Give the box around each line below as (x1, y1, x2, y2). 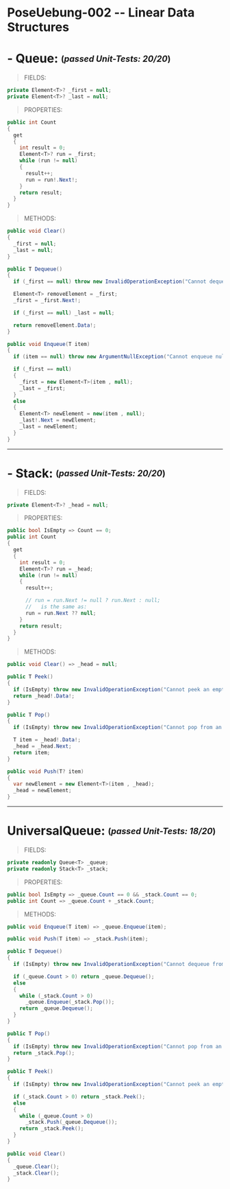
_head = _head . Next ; (13, 743, 72, 750)
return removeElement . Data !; (13, 321, 97, 329)
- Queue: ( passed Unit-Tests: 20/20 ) (7, 51, 171, 67)
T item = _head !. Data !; (13, 737, 81, 743)
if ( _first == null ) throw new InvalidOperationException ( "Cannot (13, 278, 207, 286)
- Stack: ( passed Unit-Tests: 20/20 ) (7, 465, 166, 481)
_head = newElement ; (13, 787, 72, 794)
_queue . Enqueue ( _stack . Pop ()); (25, 999, 115, 1006)
